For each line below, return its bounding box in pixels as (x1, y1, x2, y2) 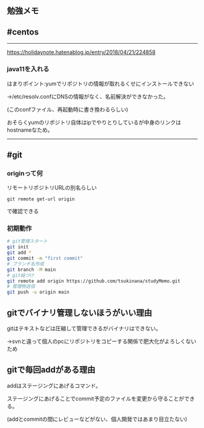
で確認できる (7, 208, 39, 215)
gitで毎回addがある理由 (7, 365, 96, 375)
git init (7, 244, 29, 250)
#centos (7, 27, 39, 37)
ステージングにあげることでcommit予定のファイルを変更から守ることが (7, 395, 185, 402)
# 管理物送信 (7, 284, 35, 290)
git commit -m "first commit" (7, 256, 84, 262)
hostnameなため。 (7, 126, 53, 134)
